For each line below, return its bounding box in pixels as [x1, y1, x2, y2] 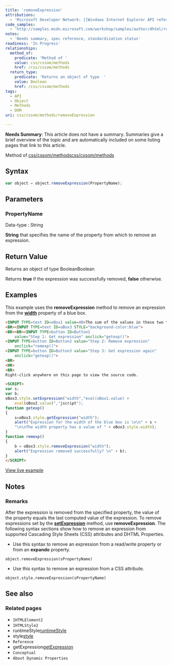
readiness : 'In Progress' [5, 41, 60, 46]
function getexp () [5, 405, 45, 411]
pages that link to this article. [5, 142, 67, 148]
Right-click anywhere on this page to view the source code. [5, 372, 139, 378]
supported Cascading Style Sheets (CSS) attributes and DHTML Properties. [5, 531, 165, 537]
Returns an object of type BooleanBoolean [5, 266, 95, 272]
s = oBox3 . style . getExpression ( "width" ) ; [14, 415, 100, 420]
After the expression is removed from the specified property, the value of [5, 509, 160, 515]
